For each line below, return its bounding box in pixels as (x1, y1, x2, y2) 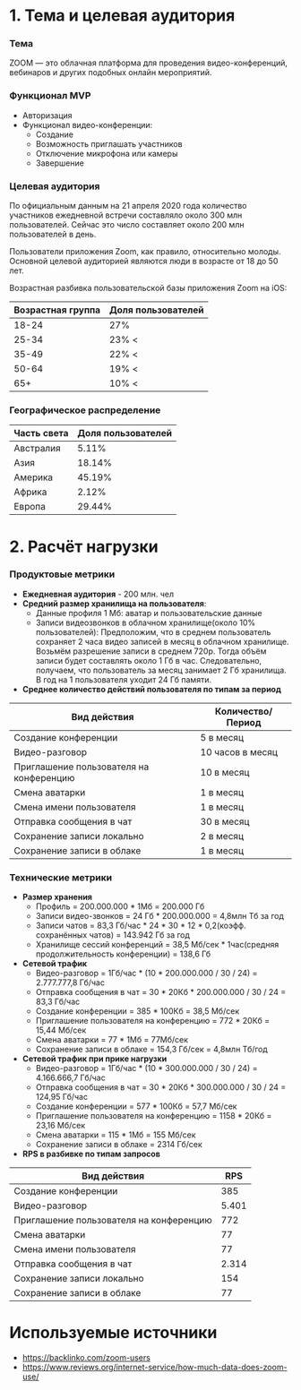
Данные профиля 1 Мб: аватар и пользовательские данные (35, 607, 262, 618)
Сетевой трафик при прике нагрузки (21, 1053, 168, 1064)
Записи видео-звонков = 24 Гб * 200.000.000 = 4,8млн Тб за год (35, 911, 285, 922)
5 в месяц (200, 731, 245, 743)
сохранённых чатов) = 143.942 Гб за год (35, 930, 191, 940)
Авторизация (21, 109, 73, 121)
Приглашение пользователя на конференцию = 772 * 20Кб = (35, 1016, 271, 1026)
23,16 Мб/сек (35, 1120, 86, 1131)
